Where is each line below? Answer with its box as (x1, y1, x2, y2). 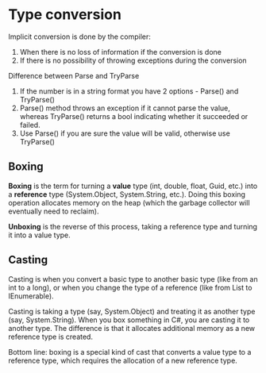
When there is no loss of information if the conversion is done (19, 47, 222, 56)
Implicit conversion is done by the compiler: (8, 32, 151, 41)
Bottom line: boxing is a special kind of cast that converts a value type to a (8, 347, 252, 356)
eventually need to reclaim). (8, 206, 99, 216)
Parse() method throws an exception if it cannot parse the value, (19, 103, 230, 113)
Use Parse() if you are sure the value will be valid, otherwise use (19, 129, 230, 138)
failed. (19, 120, 41, 129)
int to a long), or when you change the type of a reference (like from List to (8, 283, 253, 292)
